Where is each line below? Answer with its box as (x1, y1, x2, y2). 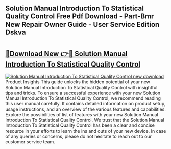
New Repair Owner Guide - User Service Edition (5, 20, 160, 29)
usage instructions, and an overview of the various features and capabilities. (5, 106, 166, 112)
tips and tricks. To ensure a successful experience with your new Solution (5, 90, 161, 96)
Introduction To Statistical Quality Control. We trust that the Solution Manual (5, 117, 164, 123)
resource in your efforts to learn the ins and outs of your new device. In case (5, 128, 166, 134)
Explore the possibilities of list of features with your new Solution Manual (5, 112, 158, 117)
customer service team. (5, 139, 55, 145)
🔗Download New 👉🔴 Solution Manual (5, 49, 128, 58)
